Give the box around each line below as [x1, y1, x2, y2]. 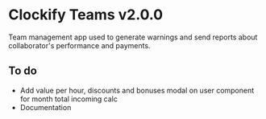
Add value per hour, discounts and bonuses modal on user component [19, 85, 255, 95]
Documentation [19, 102, 72, 112]
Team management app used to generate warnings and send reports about [8, 32, 258, 42]
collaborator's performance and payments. [8, 40, 151, 50]
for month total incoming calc [19, 94, 118, 104]
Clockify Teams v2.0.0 [8, 6, 164, 24]
